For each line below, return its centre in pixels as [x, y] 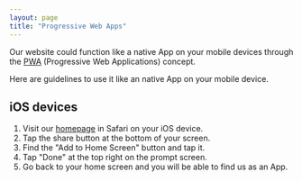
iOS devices [44, 107]
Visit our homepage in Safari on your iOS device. [113, 129]
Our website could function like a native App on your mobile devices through [151, 51]
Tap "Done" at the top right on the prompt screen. [114, 158]
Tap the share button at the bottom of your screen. [116, 138]
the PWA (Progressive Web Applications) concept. [103, 61]
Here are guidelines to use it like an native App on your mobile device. [139, 78]
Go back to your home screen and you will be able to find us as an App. [155, 167]
